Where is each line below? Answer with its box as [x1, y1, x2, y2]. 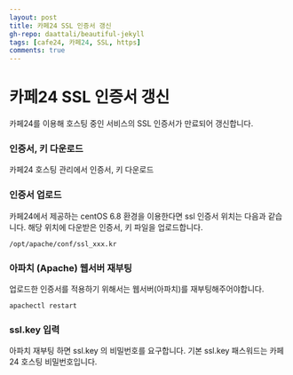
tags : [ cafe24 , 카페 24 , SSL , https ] [9, 37, 141, 47]
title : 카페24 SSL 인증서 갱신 [9, 21, 112, 30]
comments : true [9, 46, 66, 55]
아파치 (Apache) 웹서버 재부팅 [9, 261, 133, 274]
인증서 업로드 [9, 188, 62, 201]
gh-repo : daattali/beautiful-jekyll [9, 29, 145, 38]
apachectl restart [9, 301, 77, 310]
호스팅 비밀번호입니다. [20, 356, 98, 367]
